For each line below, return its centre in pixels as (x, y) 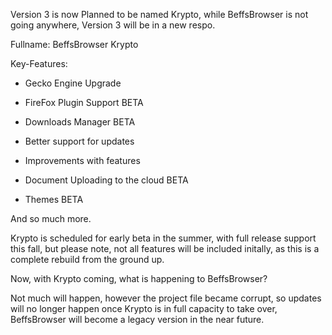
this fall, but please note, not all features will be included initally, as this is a (165, 248)
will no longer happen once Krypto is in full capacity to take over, (144, 308)
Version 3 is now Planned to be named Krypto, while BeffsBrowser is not (159, 14)
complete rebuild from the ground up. (87, 259)
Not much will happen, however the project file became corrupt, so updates (166, 298)
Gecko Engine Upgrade (73, 83)
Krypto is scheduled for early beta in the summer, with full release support (163, 238)
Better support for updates (79, 141)
